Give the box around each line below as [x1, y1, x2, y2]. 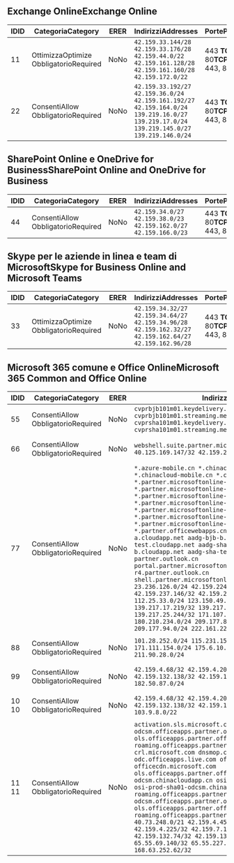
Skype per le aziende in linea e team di [7, 250, 178, 262]
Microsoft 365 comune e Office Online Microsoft [7, 361, 219, 373]
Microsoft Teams [7, 272, 82, 285]
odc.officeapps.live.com [134, 756, 217, 763]
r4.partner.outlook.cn [134, 569, 210, 577]
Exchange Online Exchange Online [7, 6, 158, 17]
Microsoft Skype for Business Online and [7, 262, 187, 273]
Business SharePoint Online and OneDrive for [7, 164, 206, 177]
